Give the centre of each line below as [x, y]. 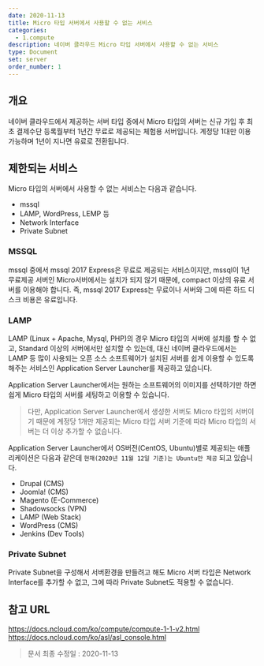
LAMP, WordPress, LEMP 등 [65, 214]
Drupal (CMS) [42, 483]
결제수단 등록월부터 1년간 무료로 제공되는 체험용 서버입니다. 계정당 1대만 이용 [134, 131]
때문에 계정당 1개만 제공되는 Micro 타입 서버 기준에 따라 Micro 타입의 [142, 421]
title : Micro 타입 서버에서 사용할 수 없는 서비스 [80, 23]
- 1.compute [35, 37]
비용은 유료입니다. [50, 299]
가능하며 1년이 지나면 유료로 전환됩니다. [69, 141]
